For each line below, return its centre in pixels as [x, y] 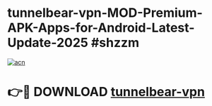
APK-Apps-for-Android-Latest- [101, 28]
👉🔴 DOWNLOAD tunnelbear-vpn [106, 92]
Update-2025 [48, 43]
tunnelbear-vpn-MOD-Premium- [105, 13]
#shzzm [115, 43]
